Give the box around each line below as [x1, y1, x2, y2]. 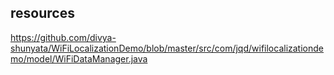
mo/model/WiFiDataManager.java [10, 52, 148, 65]
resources [10, 5, 75, 22]
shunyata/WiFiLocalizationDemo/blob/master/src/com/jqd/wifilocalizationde [10, 42, 324, 54]
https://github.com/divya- [10, 31, 117, 43]
